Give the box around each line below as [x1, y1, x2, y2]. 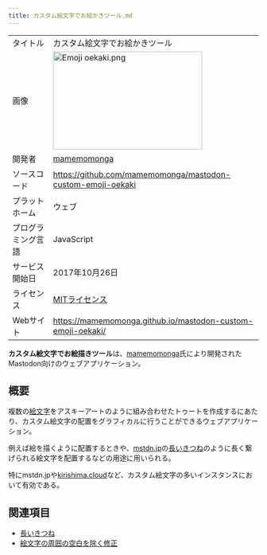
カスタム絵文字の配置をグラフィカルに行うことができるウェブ [21, 416, 224, 426]
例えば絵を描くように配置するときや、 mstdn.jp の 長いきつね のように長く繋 [8, 444, 253, 453]
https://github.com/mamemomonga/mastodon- [52, 169, 231, 180]
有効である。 [21, 480, 64, 490]
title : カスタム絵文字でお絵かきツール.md [8, 11, 133, 20]
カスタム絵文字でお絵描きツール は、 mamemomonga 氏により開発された [8, 348, 242, 358]
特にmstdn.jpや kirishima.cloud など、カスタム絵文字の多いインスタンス [8, 471, 239, 480]
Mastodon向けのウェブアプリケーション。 [8, 358, 145, 368]
